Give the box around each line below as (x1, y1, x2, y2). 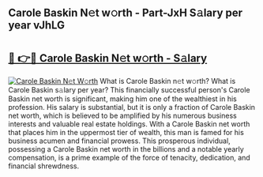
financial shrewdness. (8, 161, 80, 171)
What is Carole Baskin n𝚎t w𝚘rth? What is (100, 77, 236, 85)
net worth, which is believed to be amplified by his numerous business (8, 111, 237, 120)
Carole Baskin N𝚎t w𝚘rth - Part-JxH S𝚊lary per (8, 6, 243, 20)
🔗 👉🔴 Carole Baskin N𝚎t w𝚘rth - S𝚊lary (8, 51, 208, 65)
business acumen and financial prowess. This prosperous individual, (8, 136, 231, 145)
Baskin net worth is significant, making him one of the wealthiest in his (8, 94, 237, 104)
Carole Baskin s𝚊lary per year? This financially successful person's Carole (8, 85, 250, 94)
